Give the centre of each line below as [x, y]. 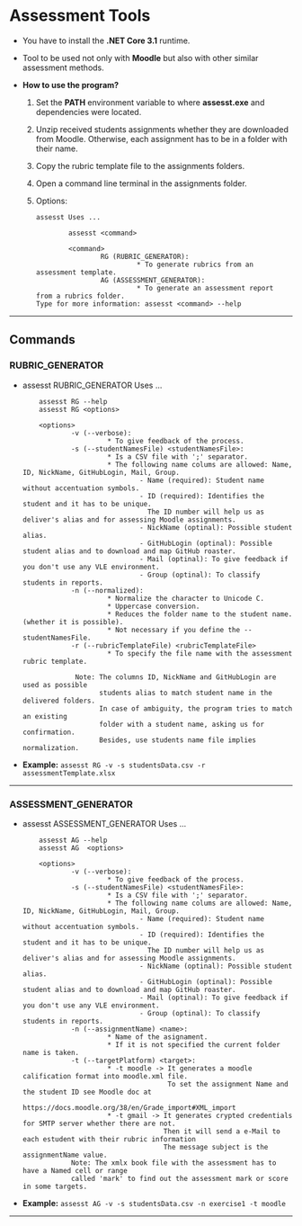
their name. [57, 148]
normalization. [51, 747]
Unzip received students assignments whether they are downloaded [162, 129]
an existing [44, 716]
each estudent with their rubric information [109, 1139]
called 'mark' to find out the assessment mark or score [180, 1178]
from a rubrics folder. [80, 296]
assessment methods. [63, 67]
